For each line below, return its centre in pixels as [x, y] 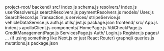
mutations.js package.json [32, 43]
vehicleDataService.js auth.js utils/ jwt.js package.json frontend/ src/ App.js [82, 22]
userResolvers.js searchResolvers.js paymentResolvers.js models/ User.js [80, 12]
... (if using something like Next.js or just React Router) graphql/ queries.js [80, 38]
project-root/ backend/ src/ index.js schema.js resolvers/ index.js [71, 7]
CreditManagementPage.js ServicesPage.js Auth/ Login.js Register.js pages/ [82, 33]
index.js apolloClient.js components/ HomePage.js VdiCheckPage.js [74, 28]
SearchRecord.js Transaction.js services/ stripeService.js [63, 17]
